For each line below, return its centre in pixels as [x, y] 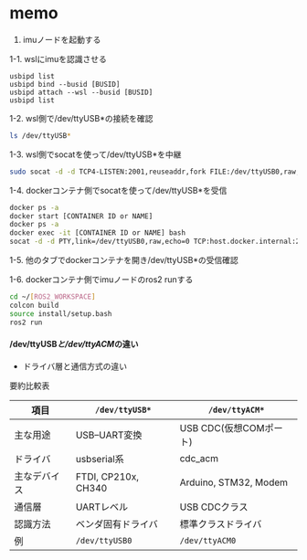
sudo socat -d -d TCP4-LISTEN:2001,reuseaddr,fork [108, 172]
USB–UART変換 [109, 435]
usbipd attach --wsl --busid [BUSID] [81, 92]
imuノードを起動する [62, 39]
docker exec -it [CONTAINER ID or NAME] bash [97, 233]
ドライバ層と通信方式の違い [75, 366]
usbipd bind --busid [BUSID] [65, 84]
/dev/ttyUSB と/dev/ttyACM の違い [74, 344]
